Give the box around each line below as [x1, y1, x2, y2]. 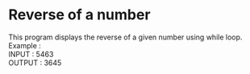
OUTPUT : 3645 [8, 58, 62, 68]
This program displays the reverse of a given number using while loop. [8, 32, 243, 42]
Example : [8, 40, 42, 50]
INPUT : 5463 [8, 49, 54, 59]
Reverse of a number [8, 6, 151, 24]
